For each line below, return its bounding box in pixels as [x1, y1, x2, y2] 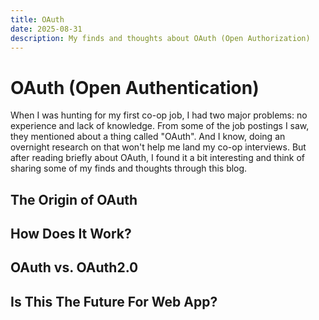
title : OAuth [10, 14, 65, 25]
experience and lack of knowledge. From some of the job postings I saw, [10, 120, 310, 132]
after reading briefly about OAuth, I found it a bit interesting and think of [10, 152, 306, 164]
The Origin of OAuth [10, 191, 138, 208]
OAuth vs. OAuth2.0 [10, 259, 139, 276]
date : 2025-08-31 [10, 24, 83, 34]
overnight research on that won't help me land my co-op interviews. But [10, 141, 307, 153]
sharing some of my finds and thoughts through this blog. [10, 162, 248, 175]
